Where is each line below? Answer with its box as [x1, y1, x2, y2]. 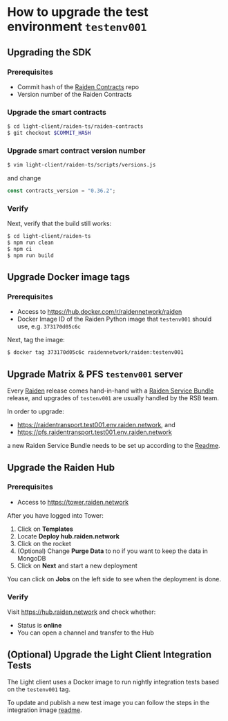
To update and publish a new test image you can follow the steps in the [7, 698, 210, 706]
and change [7, 174, 41, 182]
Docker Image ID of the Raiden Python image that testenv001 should [17, 315, 212, 324]
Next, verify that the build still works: [7, 219, 112, 228]
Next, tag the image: [7, 336, 66, 344]
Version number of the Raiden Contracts [17, 90, 133, 98]
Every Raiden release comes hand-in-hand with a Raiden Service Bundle [7, 386, 214, 395]
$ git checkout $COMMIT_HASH [7, 129, 91, 137]
